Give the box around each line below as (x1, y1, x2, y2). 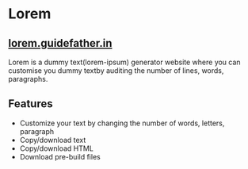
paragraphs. (8, 75, 48, 83)
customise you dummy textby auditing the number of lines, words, (8, 66, 224, 75)
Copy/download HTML (19, 144, 93, 153)
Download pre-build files (19, 152, 101, 161)
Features (8, 97, 53, 111)
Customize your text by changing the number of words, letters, (19, 118, 225, 128)
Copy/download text (19, 135, 86, 144)
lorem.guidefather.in (8, 36, 113, 50)
